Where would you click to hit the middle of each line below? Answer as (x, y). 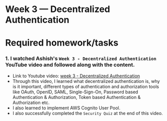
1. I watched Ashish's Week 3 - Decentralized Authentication (81, 59)
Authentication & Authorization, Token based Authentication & (76, 97)
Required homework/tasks (62, 43)
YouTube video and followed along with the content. (70, 65)
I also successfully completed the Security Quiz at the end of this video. (88, 113)
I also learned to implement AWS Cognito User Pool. (66, 108)
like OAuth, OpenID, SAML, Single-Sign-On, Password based (75, 92)
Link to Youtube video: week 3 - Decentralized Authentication (76, 76)
